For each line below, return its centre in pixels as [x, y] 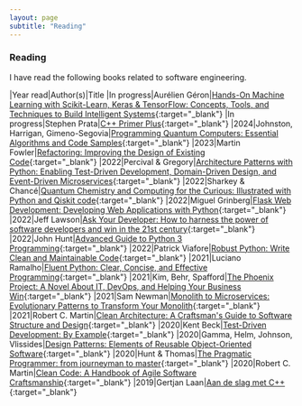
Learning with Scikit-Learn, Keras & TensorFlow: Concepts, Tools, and [139, 104]
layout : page [34, 18]
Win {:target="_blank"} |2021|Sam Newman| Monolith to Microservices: [140, 296]
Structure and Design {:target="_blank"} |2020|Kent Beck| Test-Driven [138, 325]
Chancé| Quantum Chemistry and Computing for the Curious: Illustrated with [150, 190]
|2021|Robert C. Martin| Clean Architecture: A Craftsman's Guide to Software [151, 315]
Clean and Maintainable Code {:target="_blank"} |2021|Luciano [125, 257]
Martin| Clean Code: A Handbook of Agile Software [103, 373]
